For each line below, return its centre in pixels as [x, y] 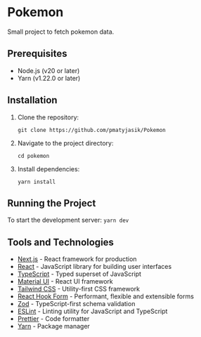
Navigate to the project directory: [65, 143]
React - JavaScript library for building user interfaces [95, 267]
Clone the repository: [48, 117]
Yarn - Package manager [53, 326]
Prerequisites [37, 54]
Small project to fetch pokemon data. [61, 32]
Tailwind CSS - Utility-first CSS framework [79, 289]
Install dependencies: [48, 168]
